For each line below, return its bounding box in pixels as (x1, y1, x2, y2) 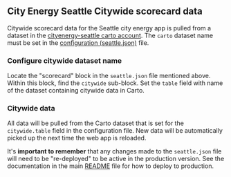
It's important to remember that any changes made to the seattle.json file (7, 147, 222, 156)
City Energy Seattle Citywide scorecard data (7, 6, 203, 17)
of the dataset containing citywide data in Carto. (7, 86, 145, 95)
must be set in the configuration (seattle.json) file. (7, 38, 149, 47)
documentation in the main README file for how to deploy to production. (7, 162, 214, 170)
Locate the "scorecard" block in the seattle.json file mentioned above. (7, 72, 211, 80)
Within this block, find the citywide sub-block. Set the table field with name (7, 79, 223, 87)
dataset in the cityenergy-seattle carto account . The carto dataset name (7, 31, 213, 39)
